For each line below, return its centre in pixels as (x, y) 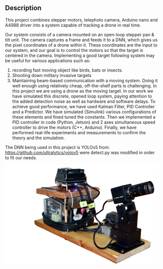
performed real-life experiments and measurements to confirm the (79, 132)
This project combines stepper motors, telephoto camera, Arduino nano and (81, 20)
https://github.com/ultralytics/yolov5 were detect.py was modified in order (80, 152)
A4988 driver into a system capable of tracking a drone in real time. (73, 25)
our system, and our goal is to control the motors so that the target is (74, 50)
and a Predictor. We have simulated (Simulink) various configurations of (84, 112)
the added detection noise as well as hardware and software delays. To (84, 101)
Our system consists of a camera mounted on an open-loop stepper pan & (80, 34)
